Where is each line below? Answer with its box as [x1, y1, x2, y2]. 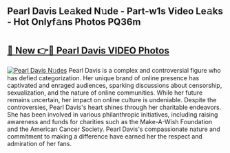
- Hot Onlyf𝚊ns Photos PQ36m [7, 16, 141, 28]
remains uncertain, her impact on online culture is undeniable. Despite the [7, 96, 217, 104]
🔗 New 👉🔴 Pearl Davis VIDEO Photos [7, 45, 170, 56]
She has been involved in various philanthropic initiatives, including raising [7, 110, 218, 119]
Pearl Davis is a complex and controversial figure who [68, 67, 222, 74]
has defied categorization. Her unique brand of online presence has [7, 74, 200, 82]
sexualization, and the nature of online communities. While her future [7, 89, 203, 97]
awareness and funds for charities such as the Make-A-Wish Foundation [7, 118, 213, 126]
